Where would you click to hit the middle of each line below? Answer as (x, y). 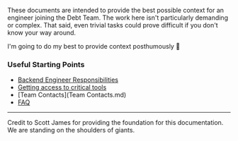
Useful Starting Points (46, 64)
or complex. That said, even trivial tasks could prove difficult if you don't (113, 25)
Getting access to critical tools (62, 87)
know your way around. (42, 32)
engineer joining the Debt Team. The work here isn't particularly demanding (118, 18)
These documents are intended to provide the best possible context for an (116, 10)
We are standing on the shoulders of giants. (71, 130)
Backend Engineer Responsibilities (68, 80)
